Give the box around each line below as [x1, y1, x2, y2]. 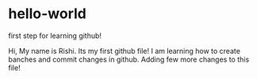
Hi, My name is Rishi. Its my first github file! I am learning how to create [8, 46, 240, 55]
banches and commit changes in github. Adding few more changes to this [8, 55, 250, 64]
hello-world [8, 5, 87, 23]
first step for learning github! [8, 31, 102, 40]
